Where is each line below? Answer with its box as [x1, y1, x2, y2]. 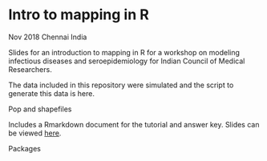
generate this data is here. [8, 88, 95, 98]
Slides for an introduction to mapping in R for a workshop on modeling [8, 47, 241, 57]
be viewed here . [8, 128, 62, 138]
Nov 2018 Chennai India [8, 32, 87, 42]
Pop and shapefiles [8, 104, 72, 114]
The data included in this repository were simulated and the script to [8, 80, 234, 90]
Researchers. [8, 64, 52, 74]
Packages [8, 143, 42, 153]
